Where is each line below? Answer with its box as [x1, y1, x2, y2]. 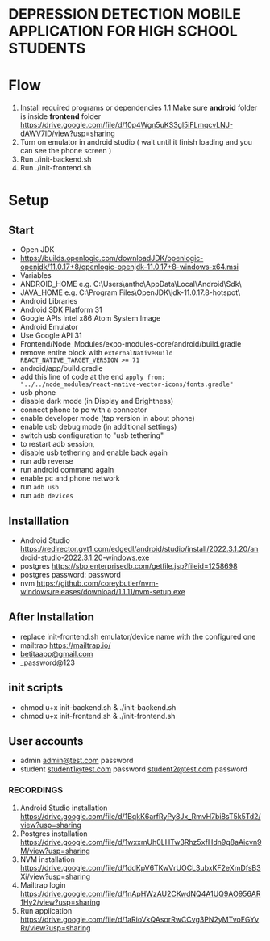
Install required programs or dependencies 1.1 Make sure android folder [19, 103, 258, 113]
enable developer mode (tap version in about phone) [19, 414, 195, 423]
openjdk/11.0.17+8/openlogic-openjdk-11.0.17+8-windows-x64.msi [19, 262, 239, 271]
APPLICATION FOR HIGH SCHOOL [8, 22, 238, 40]
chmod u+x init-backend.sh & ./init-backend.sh [19, 702, 177, 712]
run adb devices [19, 490, 74, 501]
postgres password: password [19, 569, 121, 579]
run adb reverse [19, 456, 74, 466]
